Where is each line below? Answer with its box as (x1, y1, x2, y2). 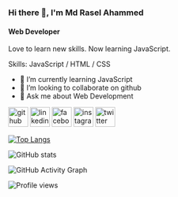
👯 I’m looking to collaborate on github (19, 83, 142, 93)
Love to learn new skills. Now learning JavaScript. (8, 44, 171, 54)
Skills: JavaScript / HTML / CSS (8, 59, 111, 69)
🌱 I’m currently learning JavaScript (19, 75, 133, 84)
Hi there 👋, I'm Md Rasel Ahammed (8, 7, 144, 18)
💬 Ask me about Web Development (19, 91, 134, 101)
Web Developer (8, 27, 61, 36)
